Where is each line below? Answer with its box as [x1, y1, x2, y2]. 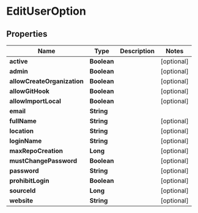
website [9, 196, 34, 204]
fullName [9, 117, 37, 125]
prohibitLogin [9, 176, 50, 185]
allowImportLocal [9, 97, 61, 105]
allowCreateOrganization [9, 77, 84, 85]
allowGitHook [9, 87, 50, 95]
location [9, 127, 34, 135]
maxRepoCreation [9, 147, 63, 155]
